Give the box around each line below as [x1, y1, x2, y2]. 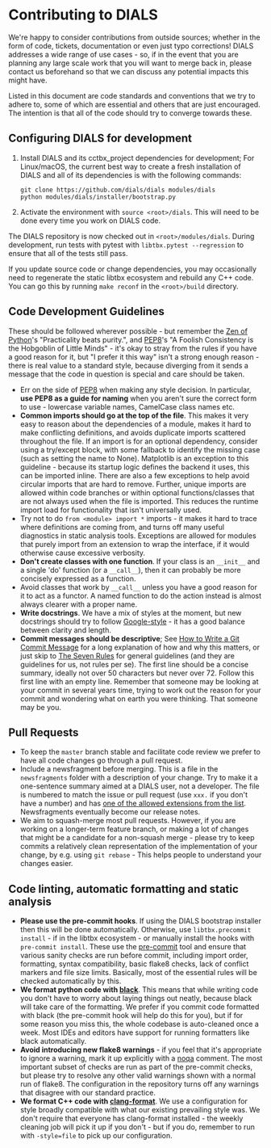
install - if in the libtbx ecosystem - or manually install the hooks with [19, 933, 255, 943]
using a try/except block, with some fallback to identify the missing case [19, 444, 261, 454]
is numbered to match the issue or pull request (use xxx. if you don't [19, 790, 248, 800]
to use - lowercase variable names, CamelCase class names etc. [19, 402, 236, 411]
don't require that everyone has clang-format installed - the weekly [19, 1113, 244, 1124]
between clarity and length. [19, 624, 111, 635]
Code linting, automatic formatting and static [8, 882, 240, 896]
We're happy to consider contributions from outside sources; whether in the [8, 32, 261, 42]
